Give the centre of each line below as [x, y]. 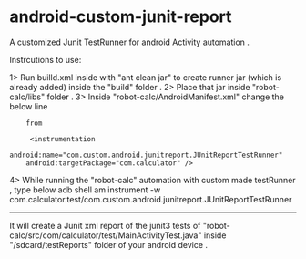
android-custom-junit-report [121, 17]
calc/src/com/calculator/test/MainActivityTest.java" [106, 235]
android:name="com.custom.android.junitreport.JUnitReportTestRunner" [146, 155]
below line [29, 106]
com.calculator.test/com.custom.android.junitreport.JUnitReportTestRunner [151, 199]
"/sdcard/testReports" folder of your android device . [108, 244]
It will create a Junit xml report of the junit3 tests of [105, 225]
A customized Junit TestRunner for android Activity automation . [130, 42]
